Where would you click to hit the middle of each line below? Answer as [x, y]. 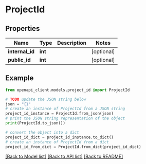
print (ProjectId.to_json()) [35, 123]
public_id [19, 60]
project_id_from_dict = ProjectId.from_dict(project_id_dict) [73, 147]
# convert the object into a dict [42, 132]
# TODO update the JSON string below [46, 99]
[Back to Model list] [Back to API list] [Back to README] [64, 157]
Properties [23, 29]
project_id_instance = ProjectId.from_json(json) [60, 114]
